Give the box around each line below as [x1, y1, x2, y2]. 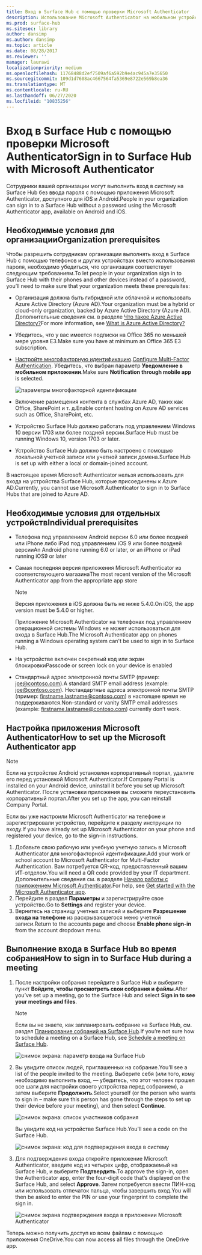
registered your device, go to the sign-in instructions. [6, 832, 138, 839]
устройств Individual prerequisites [6, 518, 138, 528]
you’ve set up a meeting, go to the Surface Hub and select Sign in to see [14, 991, 195, 998]
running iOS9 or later [14, 552, 67, 560]
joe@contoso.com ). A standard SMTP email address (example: [14, 680, 170, 687]
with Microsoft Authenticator [6, 162, 155, 176]
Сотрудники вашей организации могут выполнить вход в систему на [6, 182, 184, 189]
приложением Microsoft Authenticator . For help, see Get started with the [14, 882, 195, 889]
